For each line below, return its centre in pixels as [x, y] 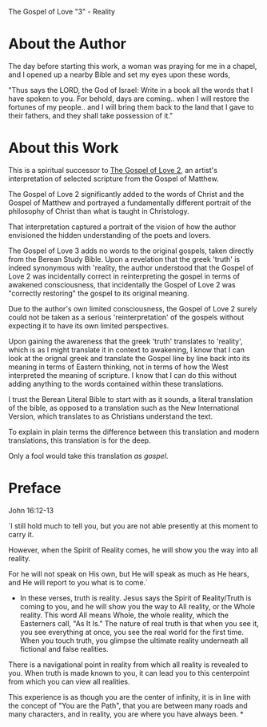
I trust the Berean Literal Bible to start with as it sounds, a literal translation [131, 399]
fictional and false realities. [64, 649]
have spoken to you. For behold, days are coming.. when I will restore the [129, 98]
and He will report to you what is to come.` [78, 582]
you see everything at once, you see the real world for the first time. [132, 632]
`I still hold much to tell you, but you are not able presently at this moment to [133, 526]
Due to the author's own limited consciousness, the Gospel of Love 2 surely [133, 308]
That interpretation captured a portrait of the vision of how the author [122, 227]
